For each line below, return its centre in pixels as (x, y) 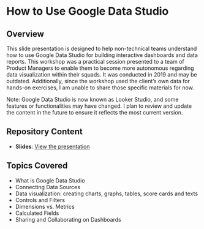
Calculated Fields (37, 213)
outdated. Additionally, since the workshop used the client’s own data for (98, 81)
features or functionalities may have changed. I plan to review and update (99, 106)
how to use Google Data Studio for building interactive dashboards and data (102, 55)
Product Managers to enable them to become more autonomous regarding (100, 68)
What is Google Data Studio (50, 180)
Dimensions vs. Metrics (45, 206)
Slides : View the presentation (52, 146)
